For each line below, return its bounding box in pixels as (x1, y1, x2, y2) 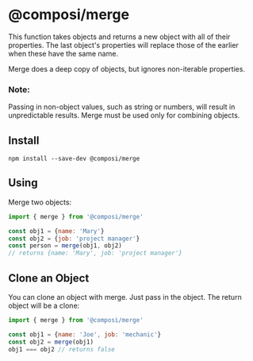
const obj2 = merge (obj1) (8, 338, 94, 346)
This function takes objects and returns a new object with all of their (8, 32, 231, 41)
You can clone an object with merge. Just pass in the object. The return (8, 293, 242, 302)
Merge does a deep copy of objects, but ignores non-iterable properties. (8, 64, 246, 73)
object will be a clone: (8, 301, 80, 311)
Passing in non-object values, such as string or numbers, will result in (8, 102, 236, 112)
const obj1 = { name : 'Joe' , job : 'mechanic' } (8, 330, 161, 339)
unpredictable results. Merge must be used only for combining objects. (8, 111, 240, 120)
